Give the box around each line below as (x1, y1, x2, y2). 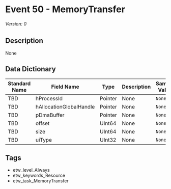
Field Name (51, 83, 79, 90)
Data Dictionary (5, 65, 56, 73)
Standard (8, 80, 31, 87)
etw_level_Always (12, 167, 50, 173)
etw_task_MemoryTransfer (12, 178, 69, 184)
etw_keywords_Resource (12, 172, 65, 179)
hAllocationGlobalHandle (35, 103, 95, 110)
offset (35, 120, 50, 127)
